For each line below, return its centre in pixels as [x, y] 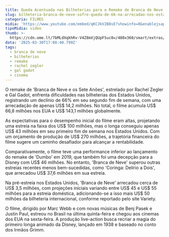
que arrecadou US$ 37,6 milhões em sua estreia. [56, 173]
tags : [11, 47]
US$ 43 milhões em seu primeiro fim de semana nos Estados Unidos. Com [82, 131]
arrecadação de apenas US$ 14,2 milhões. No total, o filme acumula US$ [80, 105]
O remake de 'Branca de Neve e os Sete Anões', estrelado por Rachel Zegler [84, 89]
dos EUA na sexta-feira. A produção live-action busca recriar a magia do [80, 219]
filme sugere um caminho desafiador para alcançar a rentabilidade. [75, 142]
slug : [11, 15]
